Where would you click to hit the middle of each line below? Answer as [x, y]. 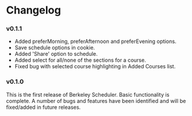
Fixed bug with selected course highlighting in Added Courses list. [95, 67]
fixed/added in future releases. [44, 107]
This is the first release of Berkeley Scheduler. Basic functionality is [88, 94]
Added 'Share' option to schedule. [56, 54]
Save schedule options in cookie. [55, 48]
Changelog [34, 10]
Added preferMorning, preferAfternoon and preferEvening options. [95, 41]
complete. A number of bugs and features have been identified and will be [96, 101]
